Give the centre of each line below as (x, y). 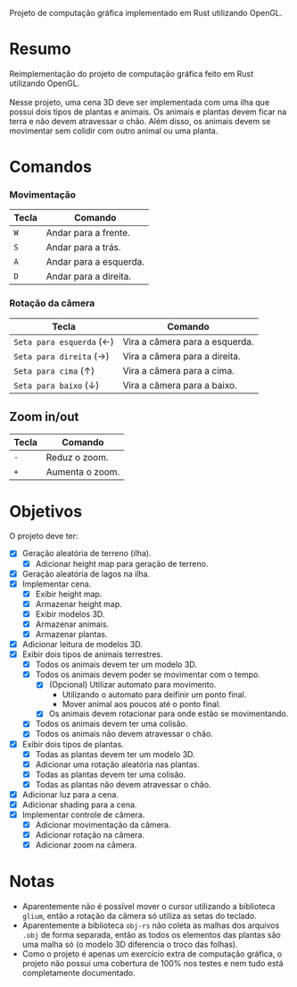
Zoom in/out (44, 417)
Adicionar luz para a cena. (70, 794)
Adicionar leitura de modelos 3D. (82, 645)
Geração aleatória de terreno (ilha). (87, 553)
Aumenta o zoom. (83, 471)
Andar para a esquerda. (95, 262)
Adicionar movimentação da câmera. (103, 825)
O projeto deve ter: (44, 536)
